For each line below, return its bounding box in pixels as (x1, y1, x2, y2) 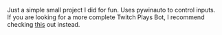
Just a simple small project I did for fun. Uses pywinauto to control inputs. (7, 6, 216, 14)
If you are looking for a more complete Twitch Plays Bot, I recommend (7, 13, 205, 21)
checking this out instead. (7, 21, 80, 28)
